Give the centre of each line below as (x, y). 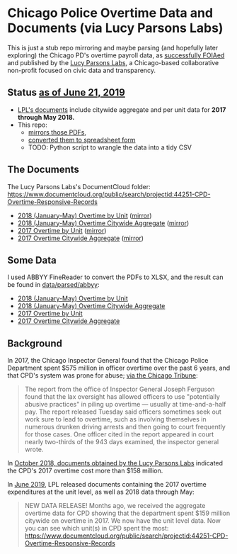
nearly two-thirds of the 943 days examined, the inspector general (122, 442)
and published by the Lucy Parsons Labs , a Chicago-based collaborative (113, 62)
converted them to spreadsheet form (82, 140)
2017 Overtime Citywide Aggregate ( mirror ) (80, 238)
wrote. (34, 450)
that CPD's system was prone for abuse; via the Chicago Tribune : (103, 375)
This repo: (33, 125)
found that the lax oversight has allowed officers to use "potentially (122, 397)
